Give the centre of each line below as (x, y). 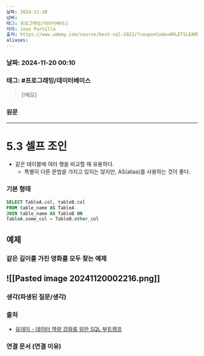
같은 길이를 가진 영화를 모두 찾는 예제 (57, 258)
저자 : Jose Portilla (31, 29)
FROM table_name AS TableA (40, 208)
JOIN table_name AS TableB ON (45, 214)
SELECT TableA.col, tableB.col (46, 202)
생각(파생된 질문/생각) (36, 297)
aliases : (17, 40)
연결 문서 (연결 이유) (34, 346)
